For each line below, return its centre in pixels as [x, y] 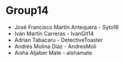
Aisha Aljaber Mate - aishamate [53, 52]
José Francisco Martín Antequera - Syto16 [67, 27]
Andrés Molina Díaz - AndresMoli [55, 46]
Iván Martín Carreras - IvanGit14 [54, 33]
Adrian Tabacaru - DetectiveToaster [59, 40]
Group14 [27, 11]
